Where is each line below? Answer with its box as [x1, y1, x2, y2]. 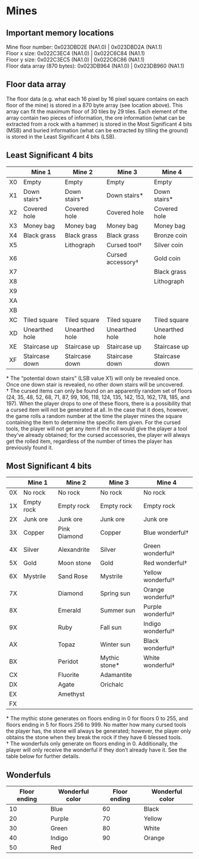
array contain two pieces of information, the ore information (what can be [6, 114, 185, 121]
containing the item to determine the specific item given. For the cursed [6, 419, 181, 426]
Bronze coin [153, 231, 188, 240]
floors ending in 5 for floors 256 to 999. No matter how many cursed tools [6, 721, 187, 729]
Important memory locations [6, 28, 114, 38]
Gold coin [153, 254, 181, 262]
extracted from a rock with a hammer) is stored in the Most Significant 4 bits [6, 120, 192, 127]
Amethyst [58, 690, 85, 698]
